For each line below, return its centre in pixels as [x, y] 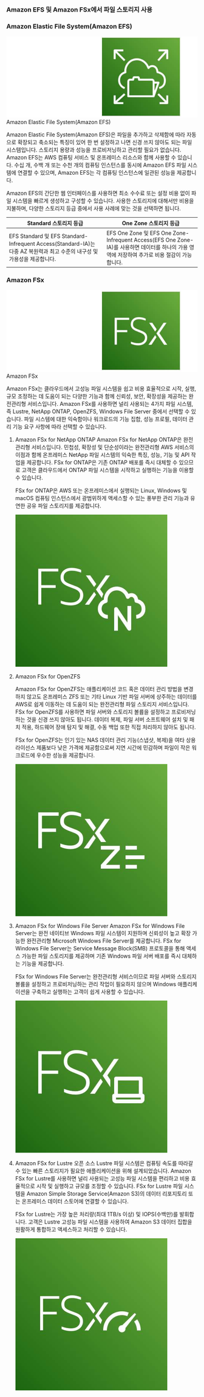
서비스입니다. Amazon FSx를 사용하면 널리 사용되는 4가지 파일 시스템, [110, 403]
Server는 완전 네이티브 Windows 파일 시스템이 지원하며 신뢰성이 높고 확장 [103, 933]
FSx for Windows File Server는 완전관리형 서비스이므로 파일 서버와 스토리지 [106, 976]
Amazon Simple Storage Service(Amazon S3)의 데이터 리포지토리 [107, 1193]
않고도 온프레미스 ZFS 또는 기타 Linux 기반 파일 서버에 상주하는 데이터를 [112, 696]
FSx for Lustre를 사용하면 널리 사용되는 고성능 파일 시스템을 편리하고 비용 [102, 1178]
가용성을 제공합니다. [32, 259]
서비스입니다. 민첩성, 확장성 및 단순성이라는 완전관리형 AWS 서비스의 [113, 447]
